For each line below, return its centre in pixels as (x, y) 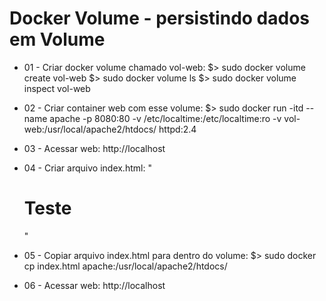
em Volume (57, 39)
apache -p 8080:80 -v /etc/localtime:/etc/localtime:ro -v (165, 118)
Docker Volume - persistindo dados (159, 18)
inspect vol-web (57, 88)
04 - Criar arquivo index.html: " (87, 168)
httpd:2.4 (177, 129)
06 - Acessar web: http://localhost (94, 285)
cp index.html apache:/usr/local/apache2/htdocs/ (125, 266)
